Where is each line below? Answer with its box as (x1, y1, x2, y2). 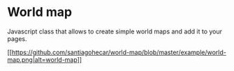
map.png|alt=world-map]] (7, 55, 82, 63)
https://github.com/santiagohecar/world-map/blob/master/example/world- (11, 48, 227, 56)
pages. (7, 34, 27, 42)
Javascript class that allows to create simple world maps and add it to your (7, 27, 222, 35)
